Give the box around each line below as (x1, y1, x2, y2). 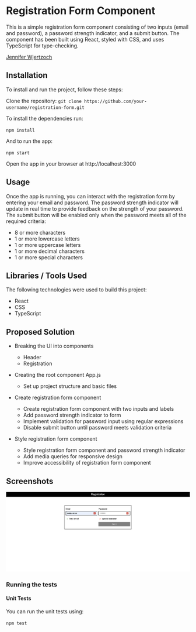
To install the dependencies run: (6, 115, 83, 122)
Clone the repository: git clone (6, 97, 82, 104)
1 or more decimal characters (14, 248, 85, 255)
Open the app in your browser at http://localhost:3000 (6, 160, 136, 167)
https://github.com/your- (84, 98, 147, 104)
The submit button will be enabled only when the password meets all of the (6, 211, 187, 218)
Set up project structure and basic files (23, 383, 117, 390)
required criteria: (6, 218, 47, 225)
